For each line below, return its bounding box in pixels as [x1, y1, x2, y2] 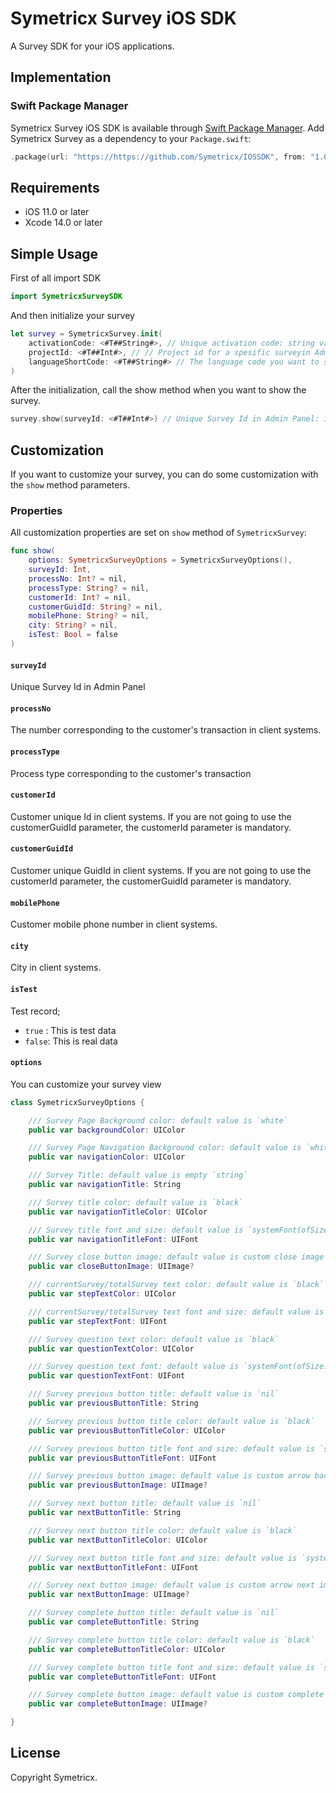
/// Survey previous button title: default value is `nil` [28, 1389, 280, 1399]
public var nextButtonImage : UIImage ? [28, 1590, 190, 1600]
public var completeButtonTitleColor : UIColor [28, 1644, 226, 1654]
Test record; [10, 1005, 61, 1017]
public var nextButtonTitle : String [28, 1508, 182, 1518]
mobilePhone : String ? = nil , [28, 611, 150, 621]
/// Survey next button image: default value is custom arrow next [28, 1580, 315, 1591]
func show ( [10, 546, 56, 556]
